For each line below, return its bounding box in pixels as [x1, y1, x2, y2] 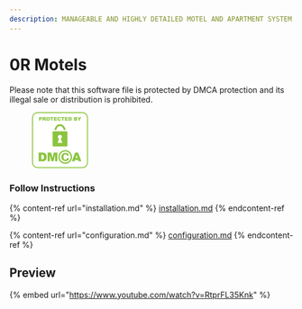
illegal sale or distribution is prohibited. [9, 94, 153, 105]
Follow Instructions [9, 182, 96, 195]
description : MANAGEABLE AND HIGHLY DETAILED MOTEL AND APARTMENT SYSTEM [9, 14, 293, 23]
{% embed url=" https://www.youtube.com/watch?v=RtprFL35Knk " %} [9, 289, 270, 300]
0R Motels [9, 54, 87, 75]
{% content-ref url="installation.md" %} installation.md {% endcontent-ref [9, 203, 286, 214]
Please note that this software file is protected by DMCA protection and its [9, 84, 285, 95]
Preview [9, 266, 57, 281]
